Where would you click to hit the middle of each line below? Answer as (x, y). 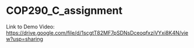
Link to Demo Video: (31, 27)
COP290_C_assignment (64, 11)
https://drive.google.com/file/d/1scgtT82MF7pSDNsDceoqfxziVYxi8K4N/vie (97, 32)
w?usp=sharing (25, 39)
